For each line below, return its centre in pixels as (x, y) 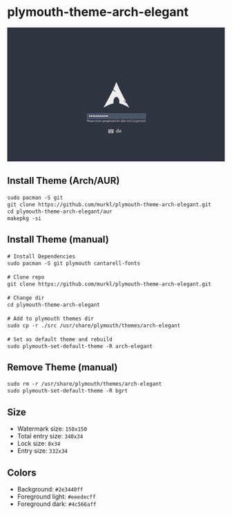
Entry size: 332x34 (42, 451)
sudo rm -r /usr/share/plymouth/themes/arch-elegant (85, 384)
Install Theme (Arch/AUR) (64, 181)
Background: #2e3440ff (50, 489)
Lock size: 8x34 (39, 444)
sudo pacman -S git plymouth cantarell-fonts (74, 263)
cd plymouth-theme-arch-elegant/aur (60, 212)
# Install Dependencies (41, 256)
